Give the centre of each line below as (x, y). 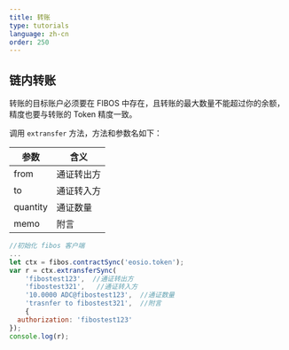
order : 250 (29, 42)
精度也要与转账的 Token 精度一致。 (73, 114)
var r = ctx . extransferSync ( (63, 270)
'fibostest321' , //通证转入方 (82, 287)
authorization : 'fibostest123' (75, 320)
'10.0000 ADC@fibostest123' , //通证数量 (100, 295)
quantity (31, 207)
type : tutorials (39, 26)
